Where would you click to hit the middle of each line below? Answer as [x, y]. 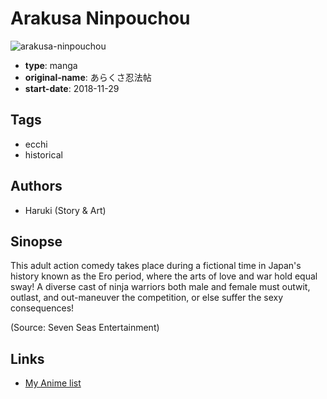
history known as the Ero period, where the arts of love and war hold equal [164, 276]
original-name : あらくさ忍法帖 [88, 77]
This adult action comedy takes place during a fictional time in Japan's [156, 266]
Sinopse [36, 241]
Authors [36, 186]
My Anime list [53, 383]
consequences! [42, 308]
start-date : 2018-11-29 [72, 88]
